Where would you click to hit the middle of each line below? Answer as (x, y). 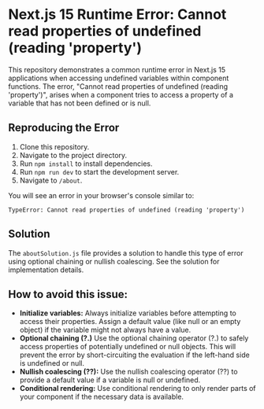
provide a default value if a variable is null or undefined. (110, 380)
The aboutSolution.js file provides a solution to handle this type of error (126, 252)
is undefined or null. (52, 363)
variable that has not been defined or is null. (80, 103)
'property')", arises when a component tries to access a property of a (121, 94)
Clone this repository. (54, 146)
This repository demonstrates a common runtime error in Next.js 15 (117, 69)
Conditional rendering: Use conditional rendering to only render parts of (138, 389)
